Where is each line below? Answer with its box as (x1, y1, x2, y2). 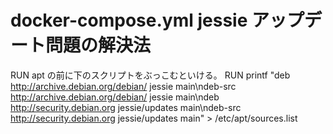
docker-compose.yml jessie (10, 9, 248, 32)
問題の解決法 (45, 34, 152, 57)
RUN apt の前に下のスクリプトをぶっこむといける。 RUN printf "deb (10, 69, 291, 81)
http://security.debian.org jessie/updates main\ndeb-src (10, 101, 242, 113)
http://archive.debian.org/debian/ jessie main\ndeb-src (10, 80, 237, 92)
